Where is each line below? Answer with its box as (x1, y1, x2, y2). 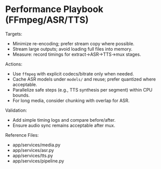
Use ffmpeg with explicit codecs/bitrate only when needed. (12, 70, 134, 76)
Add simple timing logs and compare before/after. (12, 117, 116, 123)
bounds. (12, 92, 30, 98)
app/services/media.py (12, 142, 61, 148)
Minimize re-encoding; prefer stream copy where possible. (12, 40, 135, 46)
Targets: (5, 31, 23, 37)
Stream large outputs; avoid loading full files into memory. (12, 46, 132, 52)
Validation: (5, 107, 27, 113)
